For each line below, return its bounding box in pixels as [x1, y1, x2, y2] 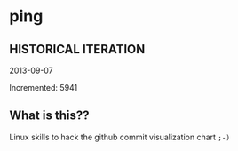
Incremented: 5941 [9, 83, 78, 92]
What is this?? [9, 108, 90, 123]
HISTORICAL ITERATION [9, 42, 146, 57]
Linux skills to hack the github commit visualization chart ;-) [9, 131, 231, 142]
